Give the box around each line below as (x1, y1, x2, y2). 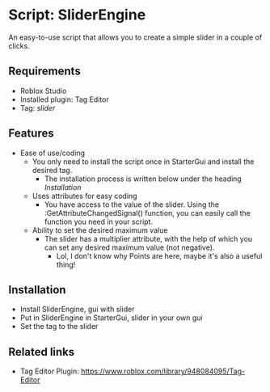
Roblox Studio (19, 86, 67, 95)
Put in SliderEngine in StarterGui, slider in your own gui (19, 313, 203, 322)
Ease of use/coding (19, 148, 86, 158)
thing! (56, 259, 76, 269)
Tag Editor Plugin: (19, 366, 79, 377)
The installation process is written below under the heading (44, 174, 243, 183)
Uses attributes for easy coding (32, 191, 137, 200)
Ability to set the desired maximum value (32, 225, 168, 235)
